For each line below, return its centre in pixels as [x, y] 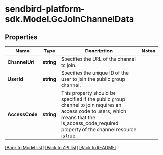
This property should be [88, 93]
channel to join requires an [91, 105]
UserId [15, 79]
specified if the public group [93, 99]
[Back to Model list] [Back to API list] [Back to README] [61, 147]
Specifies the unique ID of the [95, 73]
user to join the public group [93, 79]
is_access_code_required [90, 123]
